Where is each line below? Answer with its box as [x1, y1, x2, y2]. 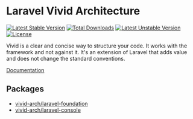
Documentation [6, 66, 45, 73]
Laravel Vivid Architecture [6, 4, 141, 18]
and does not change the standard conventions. [6, 55, 125, 62]
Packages [6, 84, 44, 94]
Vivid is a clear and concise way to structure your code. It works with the [6, 42, 188, 49]
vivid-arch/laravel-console [14, 106, 81, 114]
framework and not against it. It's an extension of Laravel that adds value [6, 48, 188, 55]
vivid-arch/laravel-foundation [14, 100, 89, 107]
